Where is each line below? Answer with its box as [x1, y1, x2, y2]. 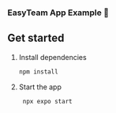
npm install [18, 67, 58, 76]
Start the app [18, 82, 62, 92]
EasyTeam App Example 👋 [7, 7, 110, 18]
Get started [7, 32, 65, 45]
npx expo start [22, 97, 73, 105]
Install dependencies [18, 52, 88, 62]
